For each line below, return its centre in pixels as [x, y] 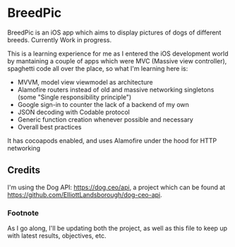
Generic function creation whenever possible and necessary [106, 119]
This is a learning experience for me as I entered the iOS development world [118, 53]
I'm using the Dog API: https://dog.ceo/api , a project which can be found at [116, 187]
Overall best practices [49, 127]
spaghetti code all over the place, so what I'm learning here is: [98, 68]
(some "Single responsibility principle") [74, 97]
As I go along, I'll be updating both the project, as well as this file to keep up [117, 228]
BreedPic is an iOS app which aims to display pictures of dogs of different [114, 32]
